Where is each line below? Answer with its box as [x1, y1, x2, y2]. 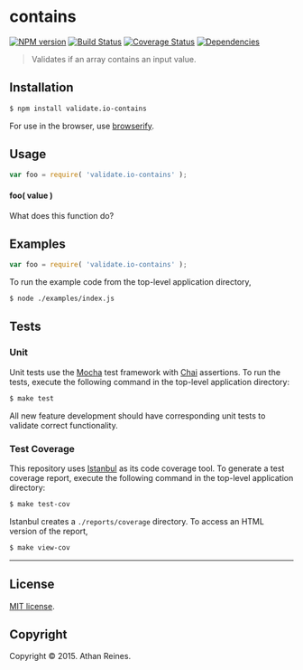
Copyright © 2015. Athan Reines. [9, 651, 132, 662]
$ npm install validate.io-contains [9, 104, 147, 113]
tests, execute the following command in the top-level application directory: [9, 376, 290, 387]
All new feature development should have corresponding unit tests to [9, 410, 266, 421]
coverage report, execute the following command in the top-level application [9, 472, 294, 483]
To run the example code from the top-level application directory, [9, 277, 252, 288]
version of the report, [9, 525, 88, 536]
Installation [9, 80, 74, 96]
